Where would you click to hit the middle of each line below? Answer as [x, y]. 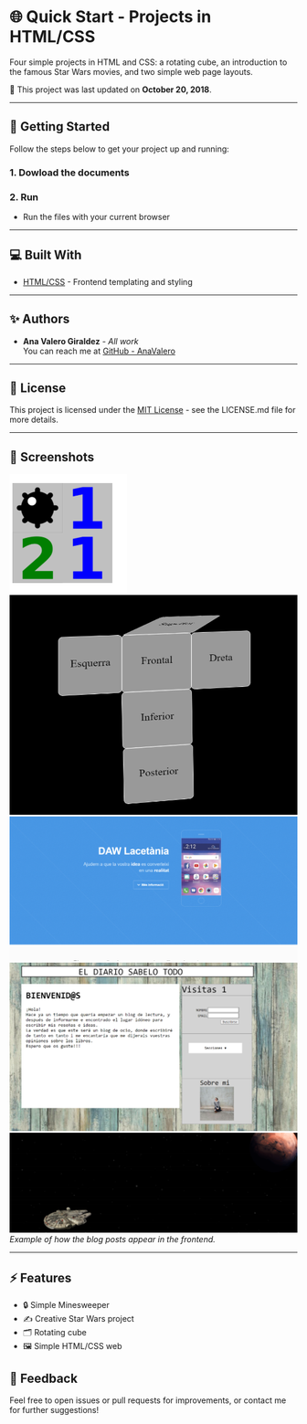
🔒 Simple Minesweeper [66, 1305]
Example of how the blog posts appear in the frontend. [113, 1239]
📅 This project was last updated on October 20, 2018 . [111, 90]
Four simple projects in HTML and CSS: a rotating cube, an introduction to [148, 62]
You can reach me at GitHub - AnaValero [99, 351]
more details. [34, 420]
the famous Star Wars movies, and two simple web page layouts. [131, 71]
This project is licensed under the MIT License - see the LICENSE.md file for [153, 410]
